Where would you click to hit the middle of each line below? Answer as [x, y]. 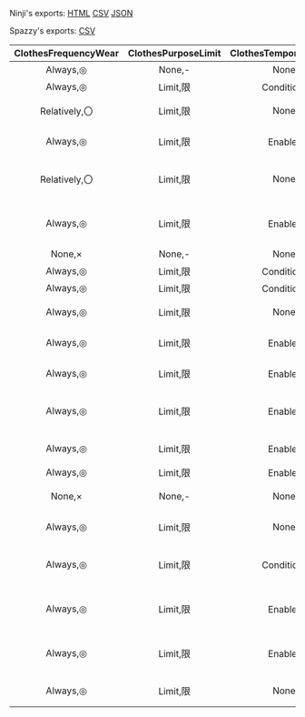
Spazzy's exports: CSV [53, 30]
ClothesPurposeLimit [174, 53]
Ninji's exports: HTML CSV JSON [71, 13]
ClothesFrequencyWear [67, 53]
